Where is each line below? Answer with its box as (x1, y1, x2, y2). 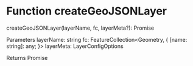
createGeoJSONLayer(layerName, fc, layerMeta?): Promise (6, 24, 155, 31)
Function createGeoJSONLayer (6, 4, 167, 18)
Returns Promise (6, 54, 48, 61)
